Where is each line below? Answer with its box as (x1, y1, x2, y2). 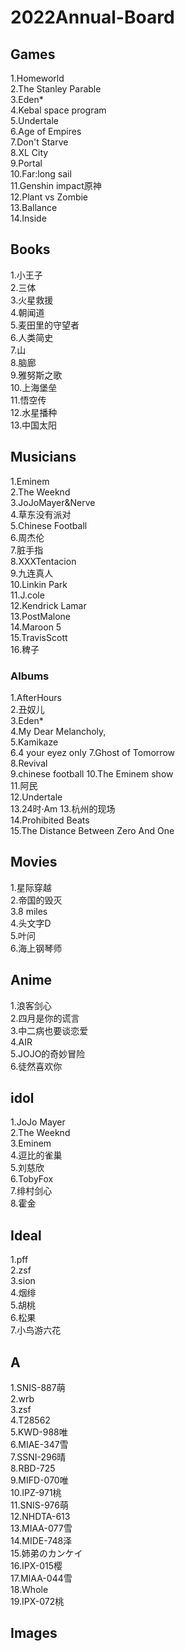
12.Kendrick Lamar (10, 599, 87, 611)
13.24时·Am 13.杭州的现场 (10, 802, 116, 815)
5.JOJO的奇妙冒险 (10, 1047, 86, 1060)
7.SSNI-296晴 (10, 1451, 67, 1463)
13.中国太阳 (10, 419, 58, 431)
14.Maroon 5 (10, 621, 62, 633)
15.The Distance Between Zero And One (10, 824, 175, 836)
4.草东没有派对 (10, 508, 72, 520)
